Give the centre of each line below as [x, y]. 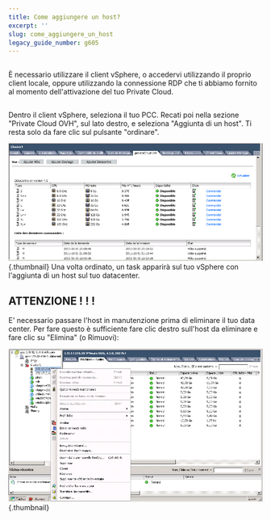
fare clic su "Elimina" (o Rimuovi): [64, 338]
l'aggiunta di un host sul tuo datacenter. [74, 275]
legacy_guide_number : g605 [54, 43]
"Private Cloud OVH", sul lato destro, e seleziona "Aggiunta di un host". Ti [130, 124]
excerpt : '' [28, 25]
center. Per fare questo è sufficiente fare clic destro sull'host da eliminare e [133, 329]
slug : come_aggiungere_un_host [61, 34]
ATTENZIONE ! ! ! [52, 301]
